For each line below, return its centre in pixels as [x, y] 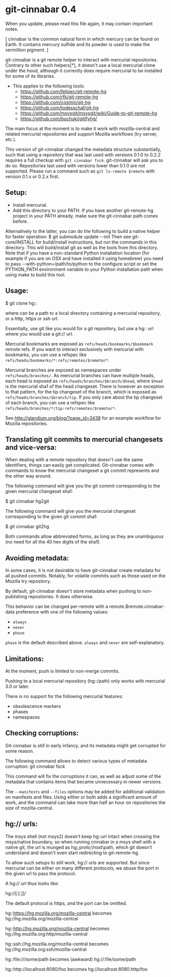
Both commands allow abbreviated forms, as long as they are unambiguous [85, 536]
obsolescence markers [37, 706]
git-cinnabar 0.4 [41, 9]
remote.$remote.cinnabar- [137, 606]
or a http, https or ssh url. [32, 318]
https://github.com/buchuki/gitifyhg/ [59, 118]
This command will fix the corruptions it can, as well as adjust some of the [83, 776]
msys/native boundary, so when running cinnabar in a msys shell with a [80, 842]
